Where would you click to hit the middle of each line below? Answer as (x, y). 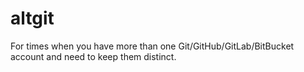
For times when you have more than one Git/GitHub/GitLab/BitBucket (152, 46)
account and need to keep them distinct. (93, 56)
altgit (32, 18)
